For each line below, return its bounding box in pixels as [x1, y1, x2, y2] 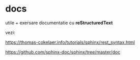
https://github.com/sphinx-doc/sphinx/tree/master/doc [5, 49, 121, 55]
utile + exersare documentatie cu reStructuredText [5, 20, 113, 26]
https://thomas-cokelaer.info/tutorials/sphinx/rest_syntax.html [5, 39, 135, 45]
